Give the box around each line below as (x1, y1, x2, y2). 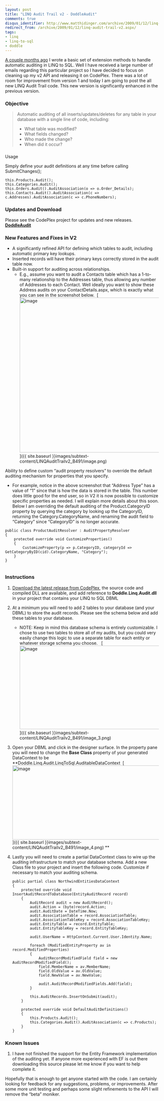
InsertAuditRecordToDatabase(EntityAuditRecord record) (12, 892, 128, 897)
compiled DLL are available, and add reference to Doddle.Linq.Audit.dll (12, 590, 157, 596)
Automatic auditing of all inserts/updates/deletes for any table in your (17, 111, 157, 117)
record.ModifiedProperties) (12, 947, 69, 952)
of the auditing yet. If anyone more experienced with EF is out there (12, 1056, 148, 1062)
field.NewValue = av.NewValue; (38, 973, 102, 978)
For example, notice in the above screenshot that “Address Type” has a (12, 483, 155, 489)
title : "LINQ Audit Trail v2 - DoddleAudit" (5, 12, 97, 17)
